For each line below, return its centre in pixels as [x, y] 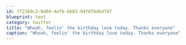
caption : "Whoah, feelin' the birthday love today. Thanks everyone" [94, 33]
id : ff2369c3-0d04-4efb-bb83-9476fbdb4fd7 [59, 11]
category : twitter [29, 22]
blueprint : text [26, 17]
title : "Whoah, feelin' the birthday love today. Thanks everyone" [91, 28]
